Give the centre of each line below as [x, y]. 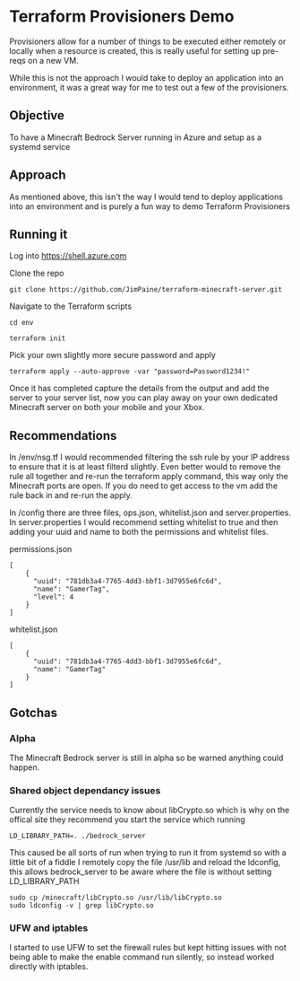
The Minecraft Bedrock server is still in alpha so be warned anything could [146, 758]
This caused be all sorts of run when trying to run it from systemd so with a [148, 853]
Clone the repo [37, 273]
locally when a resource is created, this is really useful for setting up [135, 50]
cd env [21, 323]
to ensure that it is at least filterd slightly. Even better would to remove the [145, 467]
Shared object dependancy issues [85, 790]
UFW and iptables [49, 928]
